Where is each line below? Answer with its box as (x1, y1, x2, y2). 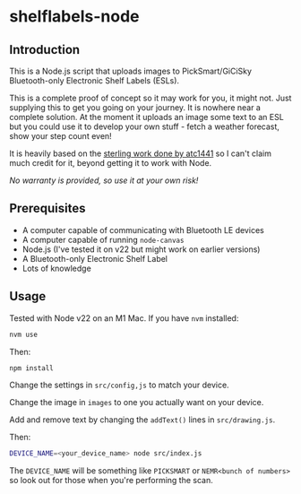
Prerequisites (9, 201, 86, 216)
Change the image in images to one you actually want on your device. (9, 397, 264, 408)
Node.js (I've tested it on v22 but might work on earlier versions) (21, 244, 261, 255)
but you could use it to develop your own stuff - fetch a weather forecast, (9, 121, 280, 132)
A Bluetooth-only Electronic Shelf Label (21, 253, 168, 264)
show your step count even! (9, 131, 112, 141)
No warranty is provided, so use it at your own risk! (9, 175, 199, 186)
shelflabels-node (9, 6, 140, 27)
